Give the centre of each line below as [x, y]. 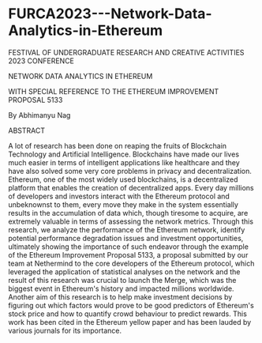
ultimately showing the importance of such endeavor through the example [128, 247]
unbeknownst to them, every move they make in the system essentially [124, 204]
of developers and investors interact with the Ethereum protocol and [119, 196]
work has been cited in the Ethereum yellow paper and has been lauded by [130, 322]
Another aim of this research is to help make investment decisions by [120, 296]
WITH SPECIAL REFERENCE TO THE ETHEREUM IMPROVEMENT [114, 91]
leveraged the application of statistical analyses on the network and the [124, 271]
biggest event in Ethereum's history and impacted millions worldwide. [121, 288]
